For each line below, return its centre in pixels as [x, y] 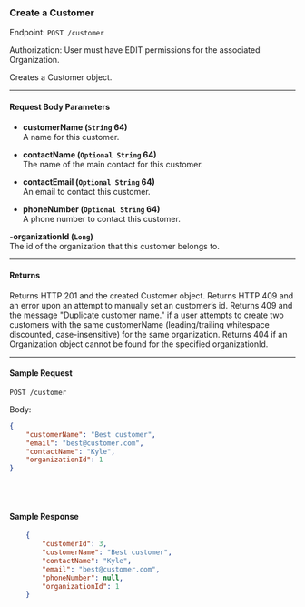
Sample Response [44, 516]
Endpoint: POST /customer [57, 33]
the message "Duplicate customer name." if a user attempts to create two [147, 315]
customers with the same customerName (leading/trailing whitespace [139, 324]
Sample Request [41, 373]
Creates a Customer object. [61, 77]
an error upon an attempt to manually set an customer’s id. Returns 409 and [151, 305]
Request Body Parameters [60, 106]
